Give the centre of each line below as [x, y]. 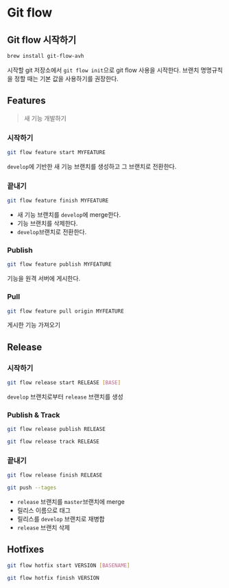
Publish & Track [34, 414]
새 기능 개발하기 [45, 118]
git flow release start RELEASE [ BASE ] [64, 383]
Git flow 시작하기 [42, 40]
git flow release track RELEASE [53, 442]
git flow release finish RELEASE [55, 475]
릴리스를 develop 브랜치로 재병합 [61, 519]
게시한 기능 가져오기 [34, 325]
